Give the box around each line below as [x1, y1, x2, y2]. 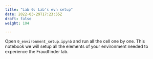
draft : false [5, 16, 32, 21]
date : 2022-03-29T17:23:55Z [5, 12, 63, 17]
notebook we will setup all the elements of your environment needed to [5, 43, 148, 49]
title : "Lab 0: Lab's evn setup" [5, 7, 73, 12]
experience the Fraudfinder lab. [5, 49, 68, 55]
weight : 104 [5, 20, 29, 26]
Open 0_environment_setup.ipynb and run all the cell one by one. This [5, 39, 145, 44]
